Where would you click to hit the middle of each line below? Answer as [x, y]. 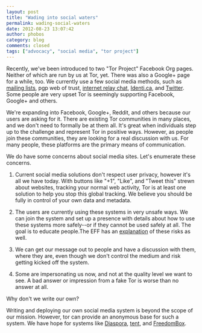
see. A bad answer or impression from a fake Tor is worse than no [97, 280]
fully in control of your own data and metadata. [73, 200]
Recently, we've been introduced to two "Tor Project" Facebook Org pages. [100, 68]
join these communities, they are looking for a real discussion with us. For [97, 138]
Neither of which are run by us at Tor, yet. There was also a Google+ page [98, 75]
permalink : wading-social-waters [48, 23]
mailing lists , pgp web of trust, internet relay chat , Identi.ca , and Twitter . [95, 88]
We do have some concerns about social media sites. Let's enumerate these [101, 156]
